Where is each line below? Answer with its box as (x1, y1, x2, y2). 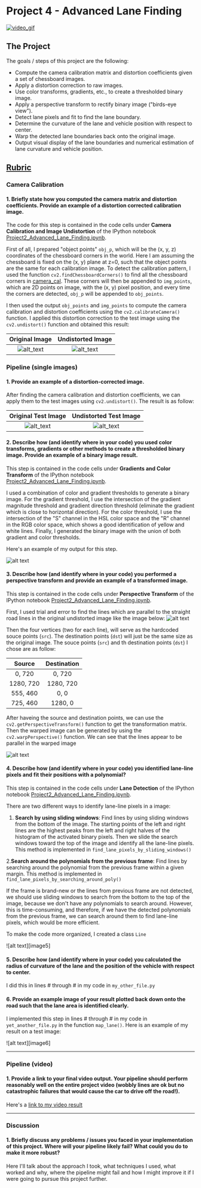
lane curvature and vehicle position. (14, 145, 103, 152)
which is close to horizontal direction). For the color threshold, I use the (6, 508, 182, 516)
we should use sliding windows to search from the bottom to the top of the (6, 893, 190, 901)
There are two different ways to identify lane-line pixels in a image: (6, 802, 171, 810)
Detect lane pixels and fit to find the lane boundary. (14, 113, 142, 120)
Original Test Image (9, 412, 66, 420)
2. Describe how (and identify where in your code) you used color (6, 438, 172, 445)
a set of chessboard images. (14, 75, 86, 82)
